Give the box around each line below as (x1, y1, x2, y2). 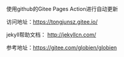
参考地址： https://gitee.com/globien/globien (6, 44, 117, 51)
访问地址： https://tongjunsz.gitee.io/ (6, 18, 98, 25)
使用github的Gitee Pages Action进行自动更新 (6, 5, 119, 12)
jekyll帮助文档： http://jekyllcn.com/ (6, 31, 96, 38)
